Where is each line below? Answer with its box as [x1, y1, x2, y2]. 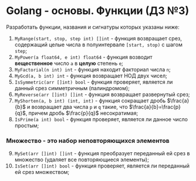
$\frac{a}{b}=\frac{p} [129, 103, 181, 110]
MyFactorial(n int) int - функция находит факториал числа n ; [14, 66, 171, 73]
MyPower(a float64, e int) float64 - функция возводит [14, 53, 153, 60]
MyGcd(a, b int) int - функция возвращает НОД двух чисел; [14, 72, 167, 79]
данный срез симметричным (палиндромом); [14, 84, 130, 91]
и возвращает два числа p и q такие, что [27, 103, 128, 110]
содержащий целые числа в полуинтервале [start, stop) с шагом [14, 41, 183, 48]
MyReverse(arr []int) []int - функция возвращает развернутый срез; [14, 91, 190, 98]
